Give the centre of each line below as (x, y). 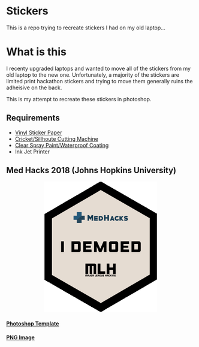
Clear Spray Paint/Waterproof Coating (62, 145)
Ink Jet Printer (32, 152)
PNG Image (20, 337)
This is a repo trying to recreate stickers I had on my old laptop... (86, 28)
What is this (37, 52)
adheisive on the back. (34, 87)
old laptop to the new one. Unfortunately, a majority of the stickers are (93, 75)
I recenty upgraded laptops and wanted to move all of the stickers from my (98, 68)
